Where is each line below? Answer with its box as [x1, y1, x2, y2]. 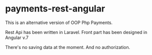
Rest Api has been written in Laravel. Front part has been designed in [5, 29, 147, 35]
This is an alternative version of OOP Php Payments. [5, 19, 113, 25]
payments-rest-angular [5, 3, 105, 14]
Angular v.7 [5, 34, 29, 40]
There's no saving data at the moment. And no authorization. [5, 44, 130, 50]
